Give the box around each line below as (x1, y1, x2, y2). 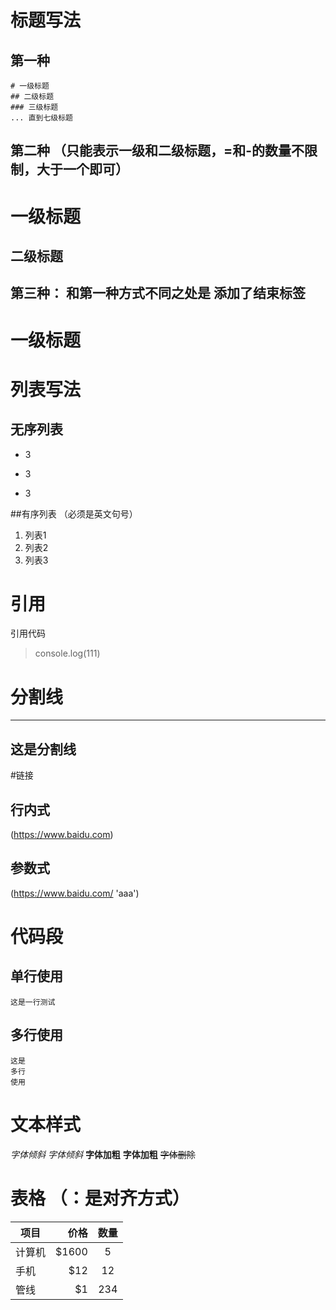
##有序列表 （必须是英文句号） (10, 507, 138, 520)
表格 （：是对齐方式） (10, 1187, 190, 1210)
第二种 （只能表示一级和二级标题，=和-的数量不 (10, 142, 305, 160)
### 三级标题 (10, 102, 59, 112)
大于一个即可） (36, 161, 129, 178)
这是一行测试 (10, 997, 56, 1007)
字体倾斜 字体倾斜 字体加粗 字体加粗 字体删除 (10, 1148, 196, 1160)
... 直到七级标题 (10, 113, 73, 123)
